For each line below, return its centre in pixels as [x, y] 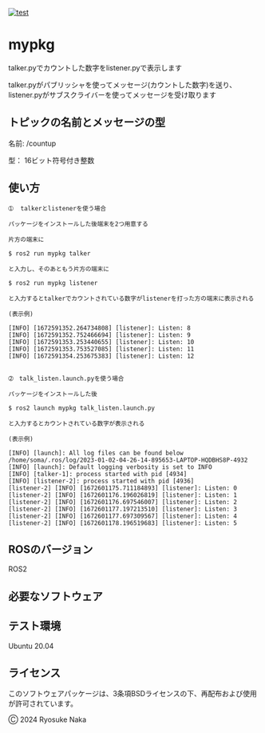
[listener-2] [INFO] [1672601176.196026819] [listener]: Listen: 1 [123, 495]
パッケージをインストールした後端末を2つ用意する [79, 224]
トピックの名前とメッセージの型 [87, 123]
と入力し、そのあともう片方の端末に [59, 269]
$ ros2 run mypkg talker [49, 253]
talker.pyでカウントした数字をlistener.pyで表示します [95, 67]
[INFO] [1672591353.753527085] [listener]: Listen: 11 [101, 349]
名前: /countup [32, 143]
